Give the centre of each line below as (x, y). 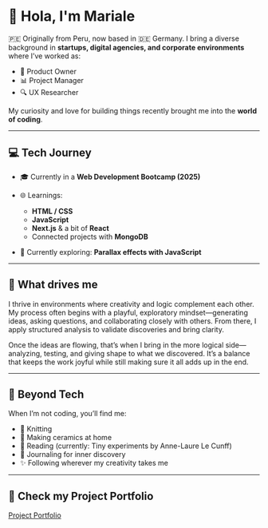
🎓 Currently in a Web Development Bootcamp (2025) (110, 177)
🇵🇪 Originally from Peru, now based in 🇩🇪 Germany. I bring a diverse (124, 38)
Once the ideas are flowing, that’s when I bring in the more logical (116, 345)
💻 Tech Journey (50, 153)
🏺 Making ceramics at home (66, 438)
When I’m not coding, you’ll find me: (67, 414)
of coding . (26, 119)
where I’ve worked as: (45, 56)
